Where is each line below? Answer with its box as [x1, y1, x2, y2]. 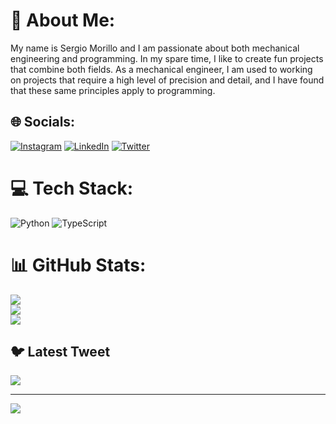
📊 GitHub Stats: [10, 254, 147, 276]
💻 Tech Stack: [10, 177, 134, 199]
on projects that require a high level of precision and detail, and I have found [10, 74, 325, 86]
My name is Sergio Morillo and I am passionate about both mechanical [10, 42, 300, 54]
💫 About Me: [10, 9, 116, 32]
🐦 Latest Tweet [10, 344, 111, 361]
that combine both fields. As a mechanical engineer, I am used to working [10, 63, 313, 75]
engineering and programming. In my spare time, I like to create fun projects [10, 52, 324, 64]
